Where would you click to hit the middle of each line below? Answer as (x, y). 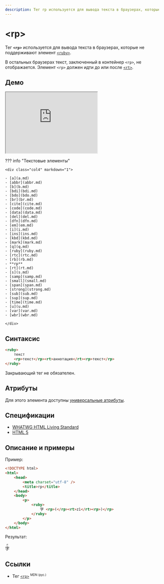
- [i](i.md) (17, 230)
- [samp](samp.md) (24, 277)
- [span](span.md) (24, 285)
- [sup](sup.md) (21, 298)
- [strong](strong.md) (28, 290)
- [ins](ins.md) (21, 234)
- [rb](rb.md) (20, 260)
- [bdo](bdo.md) (21, 195)
